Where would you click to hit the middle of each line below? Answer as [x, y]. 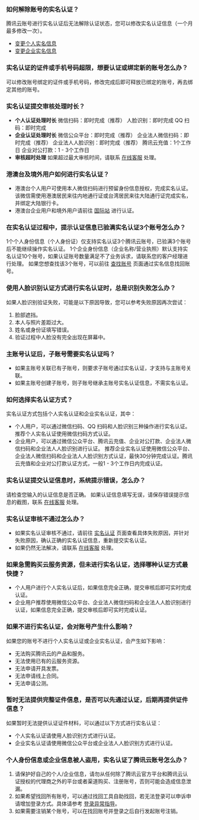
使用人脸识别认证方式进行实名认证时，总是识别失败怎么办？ [91, 288]
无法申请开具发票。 [38, 668]
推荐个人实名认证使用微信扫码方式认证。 [64, 434]
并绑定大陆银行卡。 [38, 203]
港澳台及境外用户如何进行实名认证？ [58, 174]
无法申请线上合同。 [38, 676]
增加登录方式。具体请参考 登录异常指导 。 [70, 804]
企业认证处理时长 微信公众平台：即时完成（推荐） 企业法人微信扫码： [99, 135]
